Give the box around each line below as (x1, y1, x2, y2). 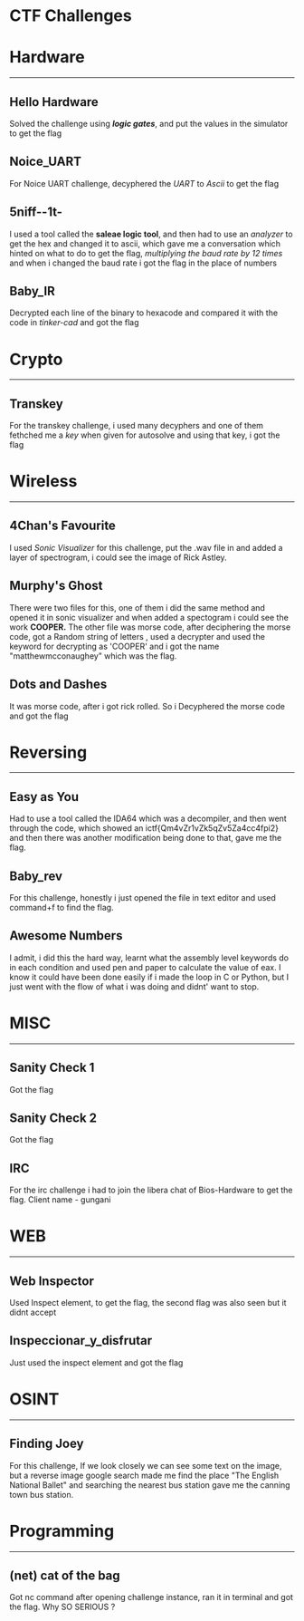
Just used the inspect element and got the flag (9, 1356, 184, 1368)
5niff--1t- (9, 205, 63, 220)
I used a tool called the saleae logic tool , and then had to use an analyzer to (9, 228, 293, 239)
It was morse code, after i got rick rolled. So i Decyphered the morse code (9, 700, 285, 711)
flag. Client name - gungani (9, 1194, 111, 1205)
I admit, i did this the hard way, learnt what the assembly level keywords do (9, 952, 290, 963)
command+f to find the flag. (9, 902, 115, 913)
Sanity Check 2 (9, 1111, 98, 1126)
